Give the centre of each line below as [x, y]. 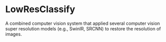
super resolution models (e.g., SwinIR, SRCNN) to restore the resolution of [83, 28]
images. [14, 34]
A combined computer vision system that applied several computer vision [82, 23]
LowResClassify [40, 9]
